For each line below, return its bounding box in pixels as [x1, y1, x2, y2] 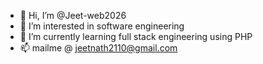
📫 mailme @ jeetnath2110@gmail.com [19, 42, 178, 54]
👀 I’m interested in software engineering [19, 20, 185, 32]
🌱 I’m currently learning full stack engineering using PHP [19, 31, 253, 42]
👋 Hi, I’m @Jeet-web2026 [19, 10, 127, 21]
